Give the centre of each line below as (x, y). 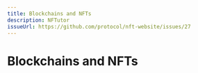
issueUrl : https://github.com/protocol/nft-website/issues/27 (99, 26)
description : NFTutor (39, 20)
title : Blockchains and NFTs (49, 14)
